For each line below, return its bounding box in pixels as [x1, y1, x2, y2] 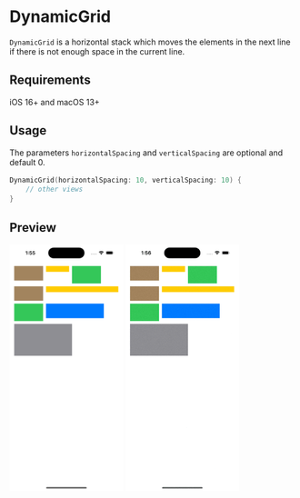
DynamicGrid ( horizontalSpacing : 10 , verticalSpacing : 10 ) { [9, 175, 243, 184]
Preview [9, 220, 57, 235]
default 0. [9, 156, 45, 167]
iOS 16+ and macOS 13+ [9, 96, 100, 107]
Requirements [9, 73, 91, 88]
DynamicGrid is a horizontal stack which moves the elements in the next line [9, 36, 291, 47]
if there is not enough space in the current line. [9, 45, 185, 56]
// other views [25, 184, 84, 194]
